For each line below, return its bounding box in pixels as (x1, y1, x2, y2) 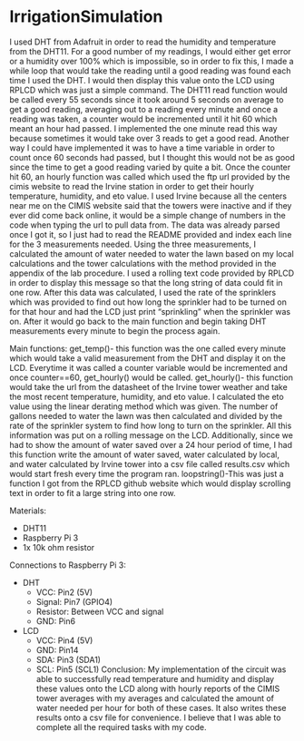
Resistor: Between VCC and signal (35, 606, 164, 617)
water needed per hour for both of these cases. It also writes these (35, 702, 287, 713)
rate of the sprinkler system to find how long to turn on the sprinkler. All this (9, 420, 292, 431)
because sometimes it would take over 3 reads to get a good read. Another (9, 132, 289, 143)
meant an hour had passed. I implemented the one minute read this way (9, 122, 279, 133)
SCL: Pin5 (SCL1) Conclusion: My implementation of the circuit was (35, 664, 287, 675)
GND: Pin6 (35, 615, 75, 627)
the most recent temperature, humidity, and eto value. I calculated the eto (9, 391, 284, 402)
